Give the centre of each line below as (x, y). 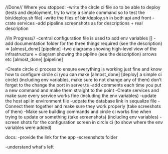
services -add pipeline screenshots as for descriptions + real (80, 23)
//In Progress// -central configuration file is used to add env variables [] (79, 38)
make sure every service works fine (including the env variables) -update (81, 95)
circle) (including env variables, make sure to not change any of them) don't (83, 80)
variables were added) (28, 127)
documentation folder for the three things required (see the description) (88, 43)
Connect (14, 106)
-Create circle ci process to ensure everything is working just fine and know (83, 69)
